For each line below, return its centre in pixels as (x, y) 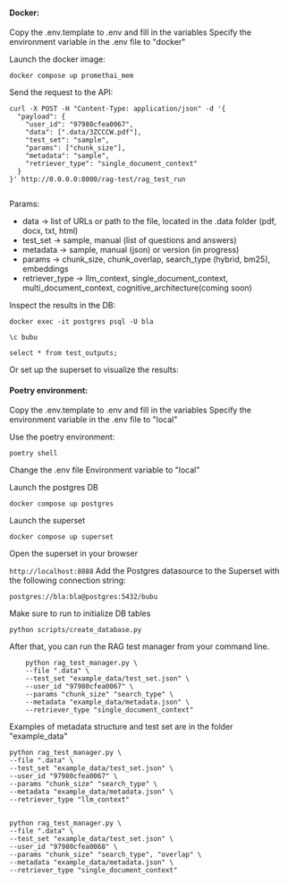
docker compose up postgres (62, 504)
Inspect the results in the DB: (63, 306)
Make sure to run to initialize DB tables (80, 613)
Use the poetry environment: (62, 437)
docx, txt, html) (50, 231)
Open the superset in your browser (74, 554)
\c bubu (24, 338)
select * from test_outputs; (64, 353)
